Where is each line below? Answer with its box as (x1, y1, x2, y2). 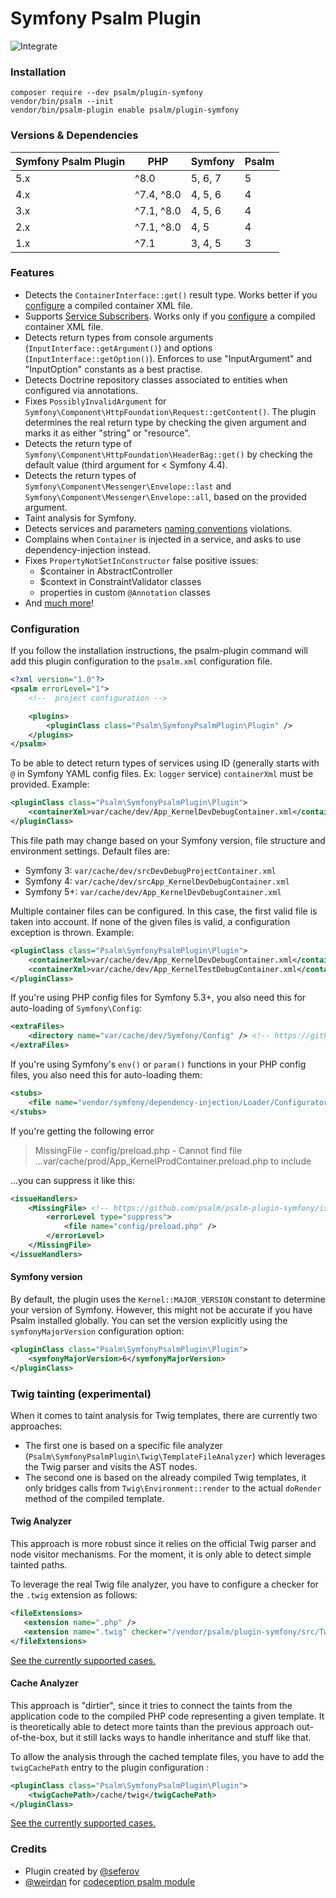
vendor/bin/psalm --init (10, 97, 114, 107)
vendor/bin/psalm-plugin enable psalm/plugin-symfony (10, 105, 240, 116)
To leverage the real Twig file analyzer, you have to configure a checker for (10, 1578, 319, 1591)
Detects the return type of (24, 437, 133, 449)
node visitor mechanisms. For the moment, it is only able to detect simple (10, 1548, 312, 1561)
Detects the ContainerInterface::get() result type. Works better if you (24, 288, 318, 301)
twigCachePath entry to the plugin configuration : (10, 1761, 210, 1773)
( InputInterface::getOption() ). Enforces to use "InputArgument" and (24, 352, 313, 364)
